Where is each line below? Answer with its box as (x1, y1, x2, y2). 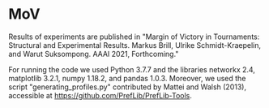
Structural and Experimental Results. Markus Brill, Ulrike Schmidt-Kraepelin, (8, 40, 262, 50)
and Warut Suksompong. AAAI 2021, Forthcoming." (8, 49, 179, 58)
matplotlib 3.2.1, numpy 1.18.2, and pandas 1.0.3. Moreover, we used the (8, 73, 246, 83)
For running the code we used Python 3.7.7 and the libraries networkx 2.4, (8, 64, 255, 74)
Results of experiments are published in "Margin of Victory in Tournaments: (8, 32, 260, 41)
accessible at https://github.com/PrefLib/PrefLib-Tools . (8, 90, 192, 100)
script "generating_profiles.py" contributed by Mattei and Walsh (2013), (8, 82, 247, 92)
